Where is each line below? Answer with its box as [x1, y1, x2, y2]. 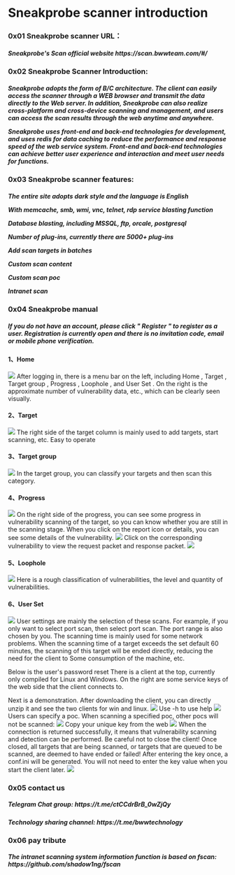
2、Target [8, 411, 38, 420]
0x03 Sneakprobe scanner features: [8, 175, 134, 185]
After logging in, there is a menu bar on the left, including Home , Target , [16, 372, 227, 380]
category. [8, 477, 36, 485]
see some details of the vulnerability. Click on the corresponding [8, 534, 203, 542]
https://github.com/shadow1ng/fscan [8, 860, 121, 869]
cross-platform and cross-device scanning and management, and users [8, 106, 224, 115]
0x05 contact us [8, 783, 65, 792]
